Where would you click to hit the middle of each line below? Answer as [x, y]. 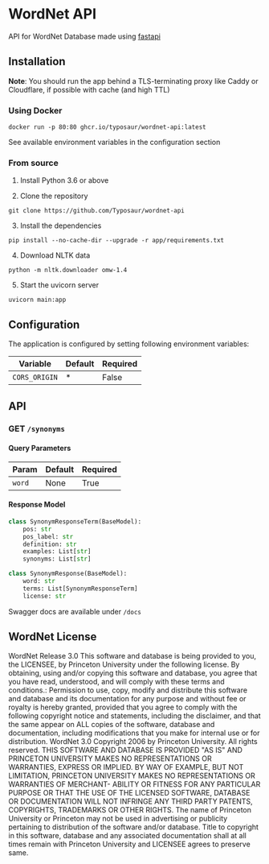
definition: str [50, 544]
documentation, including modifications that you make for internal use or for [134, 733]
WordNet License [53, 637]
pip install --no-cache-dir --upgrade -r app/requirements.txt [116, 241]
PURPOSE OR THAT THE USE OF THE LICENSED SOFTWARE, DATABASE [129, 793]
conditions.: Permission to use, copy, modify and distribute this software [128, 690]
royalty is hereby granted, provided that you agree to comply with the [123, 707]
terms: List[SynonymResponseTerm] [80, 589]
